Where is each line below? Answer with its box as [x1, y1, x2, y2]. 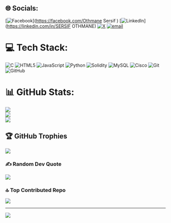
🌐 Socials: [5, 4, 39, 13]
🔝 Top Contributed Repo [5, 186, 66, 193]
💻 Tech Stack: [5, 42, 68, 53]
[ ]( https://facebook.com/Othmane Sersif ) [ [5, 17, 122, 23]
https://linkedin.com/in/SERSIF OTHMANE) [7, 23, 97, 29]
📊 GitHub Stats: [5, 86, 75, 98]
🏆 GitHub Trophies [5, 132, 68, 141]
